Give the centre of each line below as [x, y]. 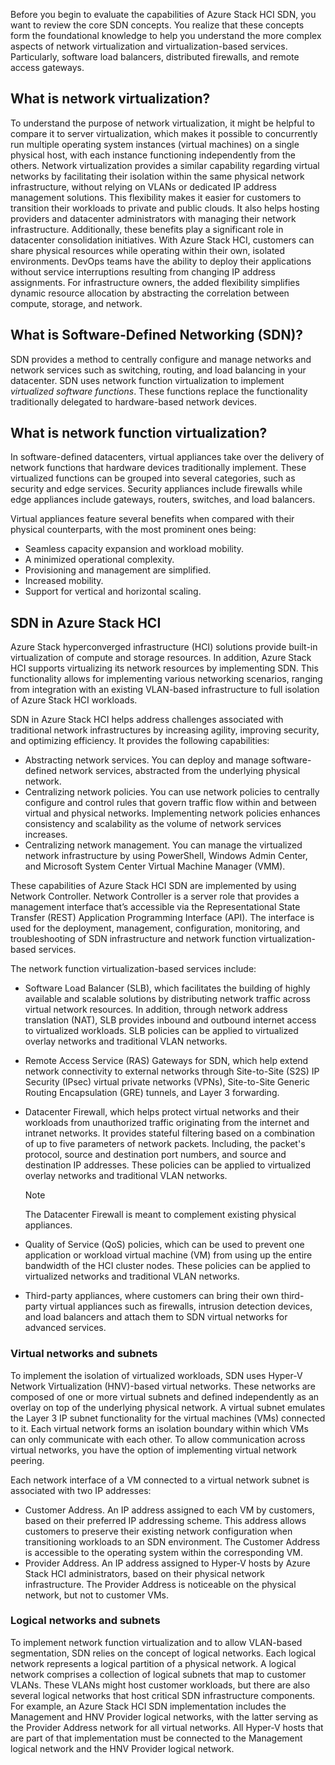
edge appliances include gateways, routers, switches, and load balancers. [163, 500]
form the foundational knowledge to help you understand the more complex [166, 35]
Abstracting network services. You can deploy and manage [147, 760]
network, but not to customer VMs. [96, 1595]
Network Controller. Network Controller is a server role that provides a [155, 896]
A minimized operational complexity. [99, 560]
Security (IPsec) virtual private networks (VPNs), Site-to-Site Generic [167, 1082]
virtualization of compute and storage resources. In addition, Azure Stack [161, 658]
